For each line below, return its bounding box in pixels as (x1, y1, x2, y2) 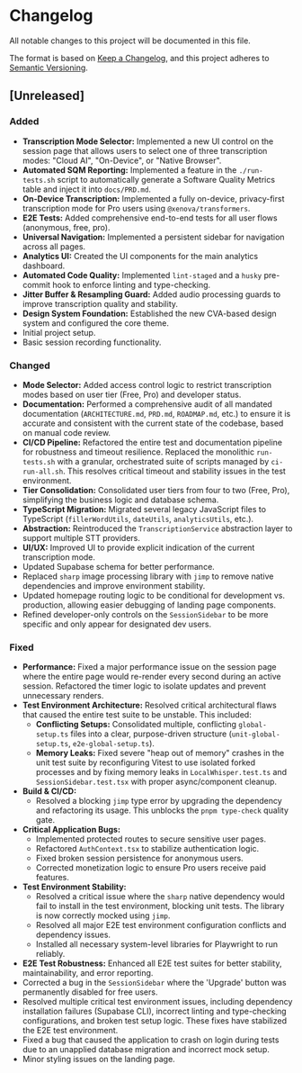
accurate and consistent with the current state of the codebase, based (22, 418, 284, 428)
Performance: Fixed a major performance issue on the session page (22, 662, 277, 672)
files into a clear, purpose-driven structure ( (70, 728, 232, 739)
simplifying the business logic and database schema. (22, 494, 219, 505)
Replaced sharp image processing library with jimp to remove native (22, 571, 274, 582)
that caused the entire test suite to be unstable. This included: (22, 709, 252, 720)
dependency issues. (35, 929, 111, 941)
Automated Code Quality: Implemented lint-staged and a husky (22, 269, 262, 280)
